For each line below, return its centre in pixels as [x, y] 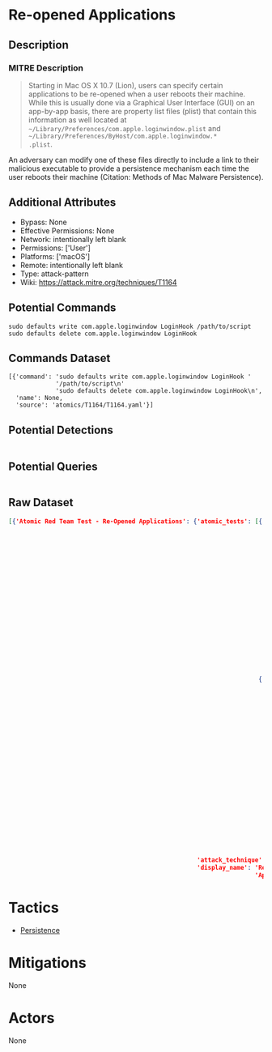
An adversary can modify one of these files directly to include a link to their [134, 160]
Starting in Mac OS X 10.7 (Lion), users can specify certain [125, 85]
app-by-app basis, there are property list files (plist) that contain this [142, 111]
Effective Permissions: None [67, 230]
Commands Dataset [59, 358]
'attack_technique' [230, 860]
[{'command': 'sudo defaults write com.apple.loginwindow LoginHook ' [130, 377]
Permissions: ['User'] [55, 248]
